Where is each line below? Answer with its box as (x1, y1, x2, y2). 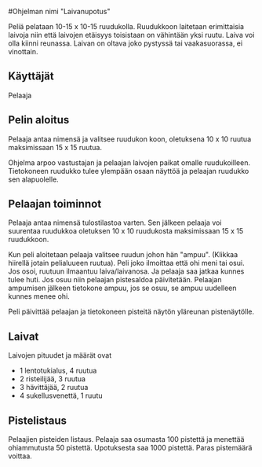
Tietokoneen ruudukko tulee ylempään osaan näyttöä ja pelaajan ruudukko (8, 166, 249, 175)
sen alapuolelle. (8, 175, 59, 184)
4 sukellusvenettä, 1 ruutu (19, 391, 103, 400)
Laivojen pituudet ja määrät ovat (8, 351, 112, 360)
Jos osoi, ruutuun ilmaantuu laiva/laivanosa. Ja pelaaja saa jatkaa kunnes (8, 267, 245, 276)
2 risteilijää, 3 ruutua (19, 374, 86, 384)
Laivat (8, 329, 39, 343)
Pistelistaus (8, 414, 67, 427)
